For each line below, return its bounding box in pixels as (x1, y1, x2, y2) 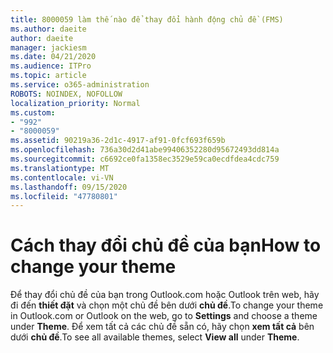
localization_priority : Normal (10, 98, 141, 108)
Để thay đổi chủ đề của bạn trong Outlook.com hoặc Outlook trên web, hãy (10, 289, 320, 301)
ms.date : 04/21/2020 (10, 52, 97, 62)
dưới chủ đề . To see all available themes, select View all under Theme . (10, 331, 300, 343)
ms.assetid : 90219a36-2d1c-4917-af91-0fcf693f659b (10, 136, 226, 146)
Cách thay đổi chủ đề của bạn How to (10, 234, 322, 257)
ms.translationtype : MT (10, 163, 110, 173)
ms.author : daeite (10, 24, 87, 34)
